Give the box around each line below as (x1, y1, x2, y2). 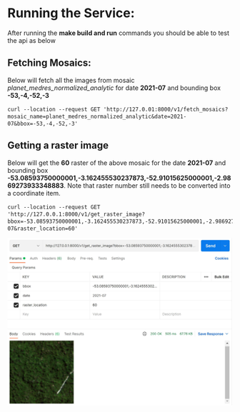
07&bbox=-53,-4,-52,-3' (7, 120, 79, 127)
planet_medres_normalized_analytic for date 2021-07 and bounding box (7, 84, 221, 92)
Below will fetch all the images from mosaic (7, 76, 135, 84)
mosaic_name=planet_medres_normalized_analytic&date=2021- (7, 113, 187, 120)
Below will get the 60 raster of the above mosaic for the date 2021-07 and (7, 159, 226, 167)
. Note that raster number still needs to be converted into (64, 181, 231, 190)
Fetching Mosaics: (7, 57, 91, 69)
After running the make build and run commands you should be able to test (7, 29, 230, 37)
